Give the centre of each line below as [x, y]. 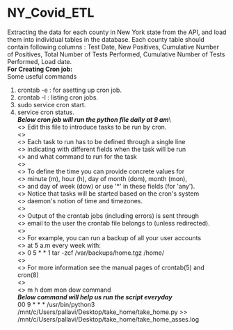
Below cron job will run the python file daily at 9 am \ [94, 119]
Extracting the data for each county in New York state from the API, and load [117, 32]
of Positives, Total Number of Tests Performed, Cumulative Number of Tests [116, 54]
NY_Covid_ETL [51, 13]
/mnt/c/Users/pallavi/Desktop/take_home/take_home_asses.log [108, 319]
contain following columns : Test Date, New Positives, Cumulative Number [113, 47]
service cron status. [46, 112]
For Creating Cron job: [40, 69]
